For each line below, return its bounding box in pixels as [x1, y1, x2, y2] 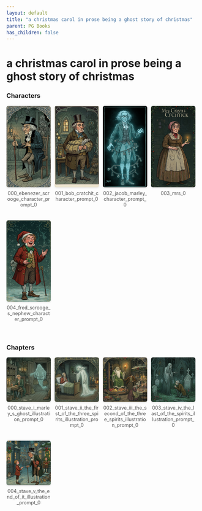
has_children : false [6, 29, 59, 36]
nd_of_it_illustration [7, 493, 51, 500]
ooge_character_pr [7, 196, 50, 203]
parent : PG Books [6, 23, 51, 29]
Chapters [6, 343, 35, 351]
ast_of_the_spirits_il [151, 410, 196, 417]
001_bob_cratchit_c [54, 190, 99, 197]
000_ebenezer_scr [7, 190, 50, 197]
